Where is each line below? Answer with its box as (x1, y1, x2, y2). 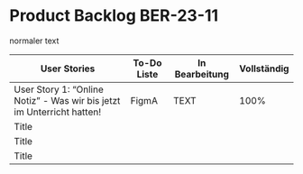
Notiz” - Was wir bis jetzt (14, 94, 121, 106)
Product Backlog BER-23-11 (9, 5, 219, 26)
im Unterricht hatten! (14, 105, 102, 118)
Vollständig (238, 62, 289, 75)
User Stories (40, 62, 96, 75)
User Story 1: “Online (14, 83, 104, 96)
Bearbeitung (174, 68, 230, 80)
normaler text (9, 35, 60, 46)
